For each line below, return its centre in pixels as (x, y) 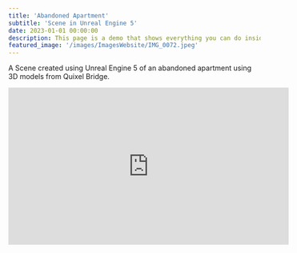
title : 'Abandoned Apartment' (59, 16)
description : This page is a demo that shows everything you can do (125, 38)
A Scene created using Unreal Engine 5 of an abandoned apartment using (130, 68)
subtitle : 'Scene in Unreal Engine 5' (73, 23)
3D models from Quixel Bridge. (59, 77)
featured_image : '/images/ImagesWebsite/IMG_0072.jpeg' (103, 45)
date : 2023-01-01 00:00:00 (53, 30)
